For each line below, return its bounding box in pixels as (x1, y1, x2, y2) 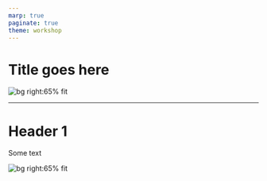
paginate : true (8, 19, 59, 27)
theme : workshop (8, 26, 62, 34)
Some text (8, 148, 42, 158)
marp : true (8, 11, 44, 20)
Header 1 (8, 122, 68, 140)
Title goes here (8, 60, 110, 79)
